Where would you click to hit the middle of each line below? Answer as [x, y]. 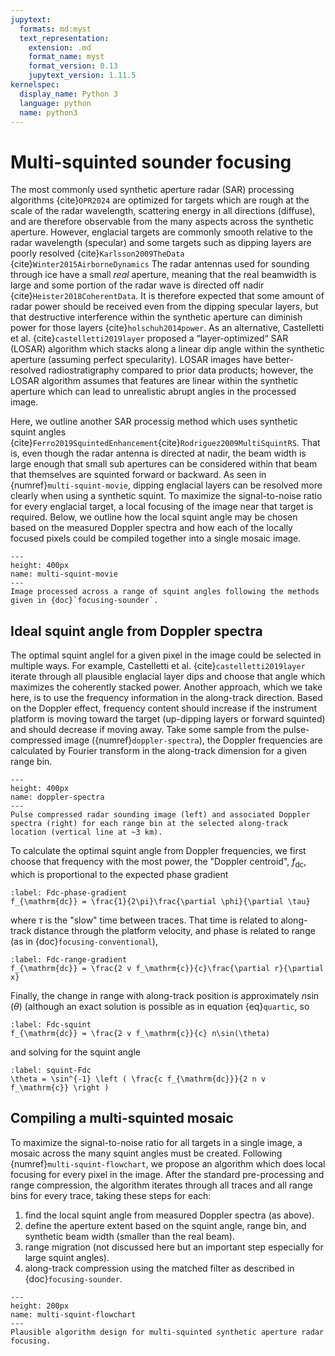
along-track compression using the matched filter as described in [159, 1268]
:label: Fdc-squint [51, 1024]
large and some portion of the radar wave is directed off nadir [137, 285]
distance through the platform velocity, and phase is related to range [174, 930]
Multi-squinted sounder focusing [151, 162]
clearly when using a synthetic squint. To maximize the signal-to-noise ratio [166, 496]
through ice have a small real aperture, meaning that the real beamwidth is [163, 275]
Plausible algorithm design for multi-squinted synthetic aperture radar [167, 1332]
